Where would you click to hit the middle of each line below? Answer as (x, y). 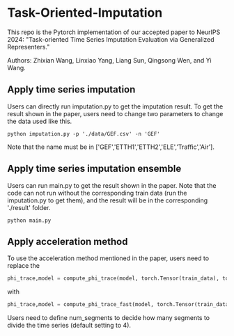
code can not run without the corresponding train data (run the (97, 193)
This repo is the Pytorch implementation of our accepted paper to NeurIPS (114, 32)
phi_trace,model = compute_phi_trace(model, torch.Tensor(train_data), (113, 279)
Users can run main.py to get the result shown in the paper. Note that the (112, 185)
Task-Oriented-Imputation (85, 13)
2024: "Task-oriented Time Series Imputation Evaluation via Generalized (111, 39)
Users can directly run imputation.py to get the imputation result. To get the (115, 106)
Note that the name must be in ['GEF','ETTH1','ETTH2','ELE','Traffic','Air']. (111, 147)
